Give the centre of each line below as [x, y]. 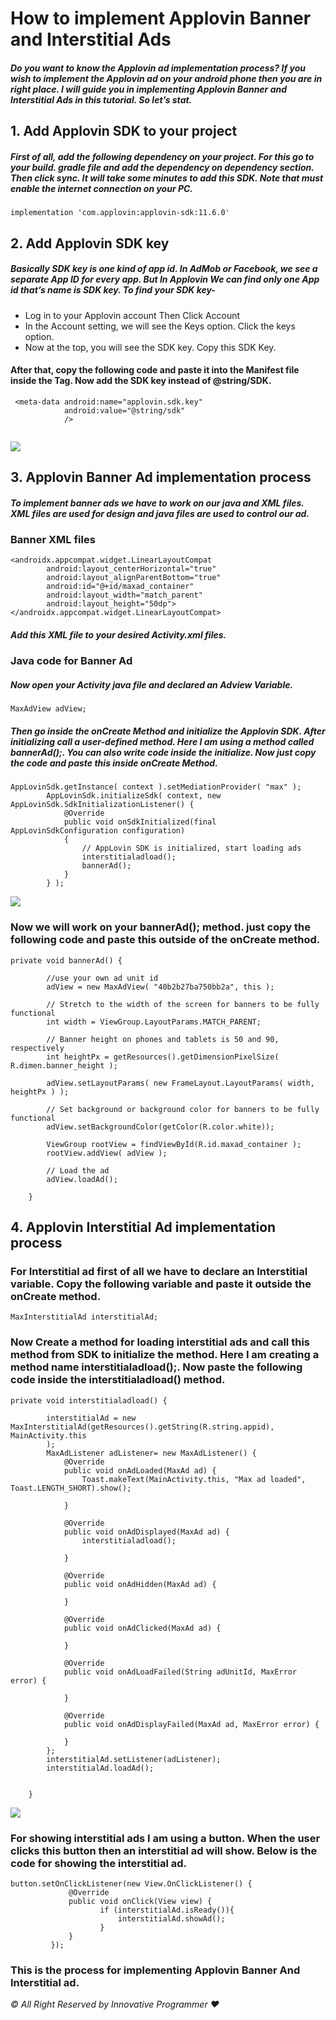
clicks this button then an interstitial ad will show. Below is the [164, 1850]
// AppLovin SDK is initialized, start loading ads [191, 848]
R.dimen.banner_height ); [64, 1065]
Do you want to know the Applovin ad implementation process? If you [158, 68]
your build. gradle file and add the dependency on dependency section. [162, 167]
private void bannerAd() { [66, 960]
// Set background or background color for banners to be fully [183, 1109]
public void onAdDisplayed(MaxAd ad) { [146, 1532]
